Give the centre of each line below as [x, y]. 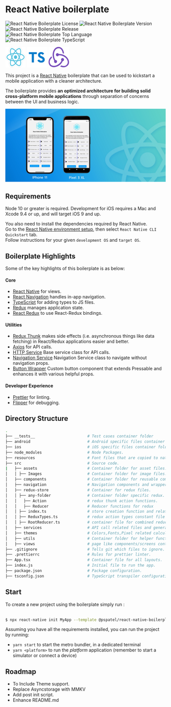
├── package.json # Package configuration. [74, 571]
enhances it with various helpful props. [53, 374]
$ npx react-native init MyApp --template [51, 620]
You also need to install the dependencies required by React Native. [76, 224]
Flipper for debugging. [36, 402]
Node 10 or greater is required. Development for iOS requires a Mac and [81, 209]
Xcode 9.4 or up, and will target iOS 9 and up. [53, 214]
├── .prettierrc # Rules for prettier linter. [78, 554]
